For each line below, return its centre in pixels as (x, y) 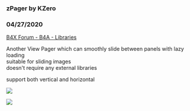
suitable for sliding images (39, 61)
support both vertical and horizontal (50, 79)
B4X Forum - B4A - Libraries (41, 38)
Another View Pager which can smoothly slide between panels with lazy (95, 49)
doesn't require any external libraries (52, 68)
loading (16, 55)
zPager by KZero (31, 8)
